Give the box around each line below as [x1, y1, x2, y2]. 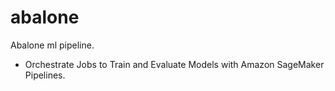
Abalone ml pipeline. [10, 39, 95, 51]
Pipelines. [24, 69, 66, 81]
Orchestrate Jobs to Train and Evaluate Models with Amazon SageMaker [24, 58, 325, 70]
